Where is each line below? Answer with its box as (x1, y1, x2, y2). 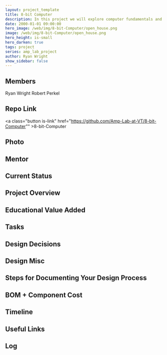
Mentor (5, 154, 29, 163)
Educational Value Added (5, 205, 86, 214)
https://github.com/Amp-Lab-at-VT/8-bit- (70, 118, 156, 124)
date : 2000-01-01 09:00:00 (5, 21, 61, 26)
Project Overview (5, 188, 60, 197)
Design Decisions (5, 239, 61, 248)
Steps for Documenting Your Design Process (5, 273, 147, 282)
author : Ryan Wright (5, 53, 48, 59)
